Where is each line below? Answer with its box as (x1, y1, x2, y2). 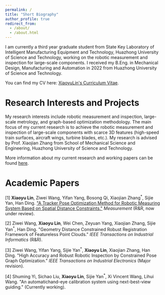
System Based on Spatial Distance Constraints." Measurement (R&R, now (5, 205, 155, 211)
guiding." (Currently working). (5, 284, 66, 290)
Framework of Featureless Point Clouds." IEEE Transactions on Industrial (5, 232, 154, 237)
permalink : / (5, 7, 32, 12)
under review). (5, 210, 35, 216)
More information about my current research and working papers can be (5, 155, 153, 161)
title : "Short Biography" (5, 12, 58, 17)
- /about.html (9, 30, 39, 35)
